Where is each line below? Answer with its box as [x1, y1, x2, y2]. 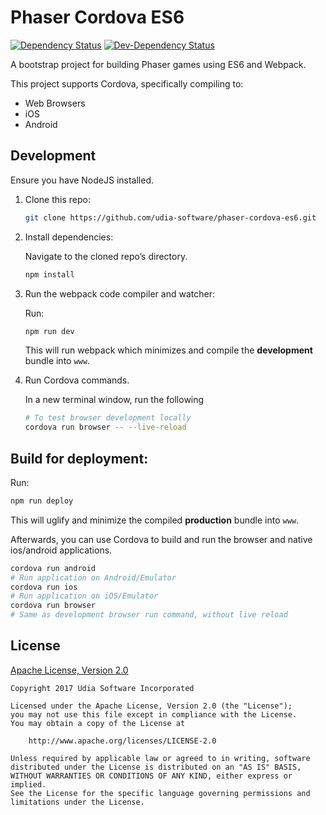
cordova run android [10, 563, 97, 573]
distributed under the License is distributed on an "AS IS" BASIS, [10, 762, 302, 772]
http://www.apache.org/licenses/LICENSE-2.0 [28, 736, 217, 746]
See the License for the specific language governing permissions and [10, 788, 311, 798]
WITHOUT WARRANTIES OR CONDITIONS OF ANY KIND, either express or [10, 771, 293, 781]
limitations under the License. [10, 797, 145, 807]
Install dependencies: [24, 231, 114, 243]
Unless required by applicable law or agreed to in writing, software [10, 753, 311, 763]
